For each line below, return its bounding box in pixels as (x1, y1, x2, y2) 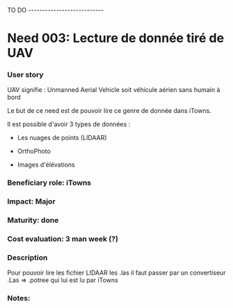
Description (7, 253, 48, 263)
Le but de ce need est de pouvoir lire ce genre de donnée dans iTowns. (7, 107, 212, 115)
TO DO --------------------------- (7, 6, 104, 14)
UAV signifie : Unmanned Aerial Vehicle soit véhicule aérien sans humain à (7, 86, 220, 94)
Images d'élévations (17, 160, 75, 169)
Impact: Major (7, 197, 56, 206)
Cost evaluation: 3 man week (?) (7, 234, 118, 244)
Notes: (7, 293, 31, 303)
